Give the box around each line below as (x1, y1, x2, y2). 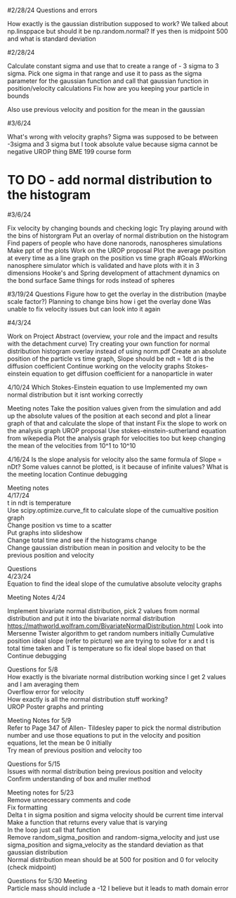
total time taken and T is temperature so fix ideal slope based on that (7, 643, 206, 653)
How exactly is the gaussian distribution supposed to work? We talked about (7, 20, 228, 27)
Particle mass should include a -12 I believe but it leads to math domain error (7, 884, 229, 892)
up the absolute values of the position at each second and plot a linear (7, 411, 211, 420)
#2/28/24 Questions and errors (7, 6, 98, 14)
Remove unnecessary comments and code (7, 795, 131, 804)
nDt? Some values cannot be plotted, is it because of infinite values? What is (7, 462, 229, 470)
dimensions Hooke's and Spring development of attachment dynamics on (7, 269, 220, 277)
